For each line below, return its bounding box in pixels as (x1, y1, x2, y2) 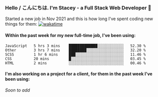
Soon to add (5, 87, 30, 93)
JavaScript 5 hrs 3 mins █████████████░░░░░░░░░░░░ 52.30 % (5, 43, 146, 48)
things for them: (5, 21, 38, 27)
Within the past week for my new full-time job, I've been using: (5, 32, 136, 38)
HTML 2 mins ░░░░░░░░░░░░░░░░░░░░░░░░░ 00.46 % (5, 61, 146, 65)
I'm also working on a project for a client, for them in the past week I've (5, 71, 153, 77)
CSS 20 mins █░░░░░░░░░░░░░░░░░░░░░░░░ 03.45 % (5, 56, 146, 61)
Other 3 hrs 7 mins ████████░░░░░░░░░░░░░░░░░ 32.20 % (5, 48, 146, 53)
